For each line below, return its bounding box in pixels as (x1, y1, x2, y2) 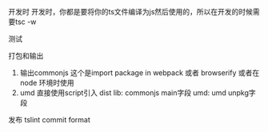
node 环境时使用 (19, 78, 74, 87)
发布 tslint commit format (8, 115, 90, 124)
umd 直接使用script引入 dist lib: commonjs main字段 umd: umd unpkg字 (19, 88, 256, 98)
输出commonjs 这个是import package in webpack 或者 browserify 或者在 (19, 68, 260, 78)
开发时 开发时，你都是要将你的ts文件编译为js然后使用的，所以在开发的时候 (8, 7, 254, 16)
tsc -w (14, 17, 37, 26)
